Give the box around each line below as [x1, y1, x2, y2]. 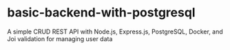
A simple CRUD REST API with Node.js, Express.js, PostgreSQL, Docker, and [7, 27, 224, 36]
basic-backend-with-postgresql [7, 5, 196, 21]
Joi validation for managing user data [7, 34, 113, 42]
